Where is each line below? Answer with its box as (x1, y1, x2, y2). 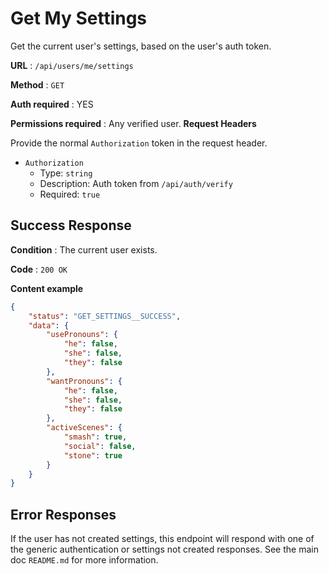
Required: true (39, 188, 101, 200)
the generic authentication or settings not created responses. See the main (10, 543, 319, 556)
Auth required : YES (10, 98, 94, 110)
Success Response (10, 217, 132, 234)
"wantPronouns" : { (46, 376, 123, 386)
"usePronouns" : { (46, 330, 118, 340)
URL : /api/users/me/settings (10, 59, 134, 71)
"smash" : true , (63, 432, 128, 442)
